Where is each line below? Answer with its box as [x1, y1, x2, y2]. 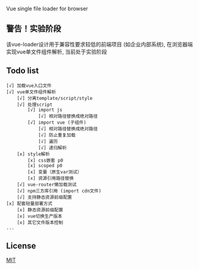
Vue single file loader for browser [6, 5, 88, 12]
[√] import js [27, 107, 63, 112]
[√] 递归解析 [38, 145, 67, 151]
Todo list [6, 65, 39, 76]
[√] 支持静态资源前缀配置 [17, 194, 73, 200]
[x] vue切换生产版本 [17, 213, 63, 219]
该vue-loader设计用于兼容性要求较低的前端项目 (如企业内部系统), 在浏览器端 [6, 40, 193, 48]
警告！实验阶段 [6, 24, 61, 34]
